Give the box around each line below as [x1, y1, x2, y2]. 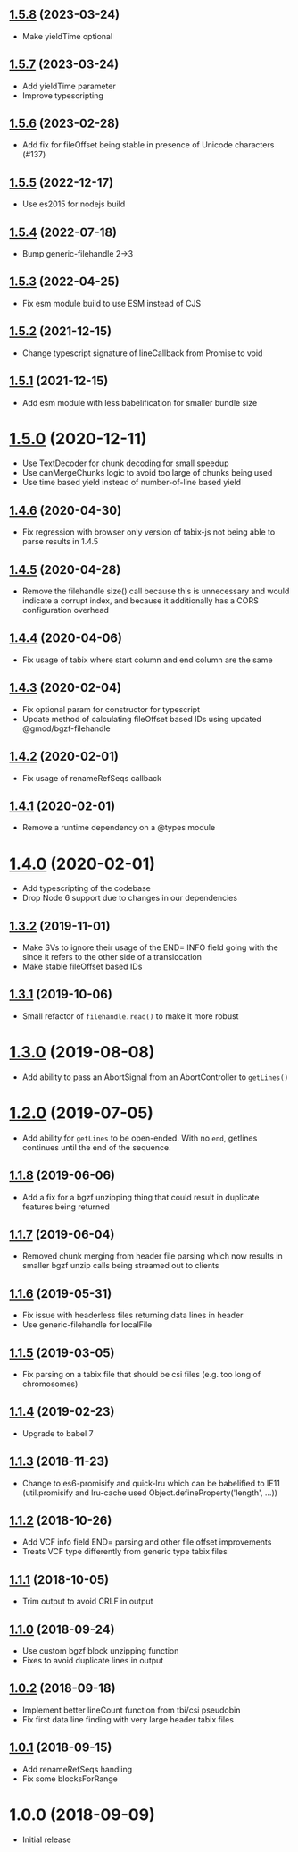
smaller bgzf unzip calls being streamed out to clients [21, 1260, 219, 1271]
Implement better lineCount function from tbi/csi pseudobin [21, 1705, 241, 1715]
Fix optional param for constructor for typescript [21, 703, 201, 714]
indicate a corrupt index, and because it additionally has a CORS [21, 595, 259, 606]
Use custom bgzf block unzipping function [21, 1646, 179, 1656]
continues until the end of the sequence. [21, 1141, 171, 1152]
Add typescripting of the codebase [21, 883, 152, 894]
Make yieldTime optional [21, 30, 113, 41]
